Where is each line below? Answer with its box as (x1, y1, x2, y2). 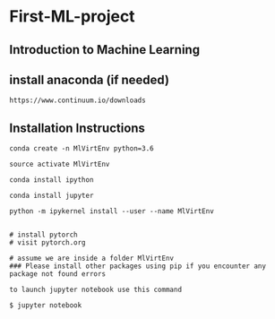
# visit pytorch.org (9, 238, 87, 247)
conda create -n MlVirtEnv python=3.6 (9, 144, 154, 153)
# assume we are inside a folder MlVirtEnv (9, 254, 175, 263)
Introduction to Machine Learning (9, 42, 200, 57)
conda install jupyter (9, 191, 94, 201)
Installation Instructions (9, 120, 146, 135)
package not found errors (9, 270, 106, 279)
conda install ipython (9, 176, 94, 185)
